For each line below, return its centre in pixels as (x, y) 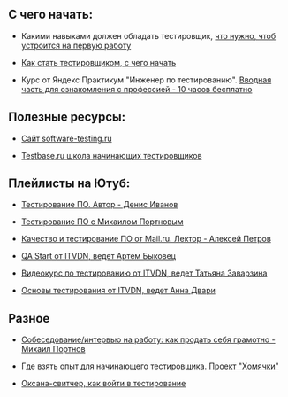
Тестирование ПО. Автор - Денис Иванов (99, 205)
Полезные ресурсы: (67, 117)
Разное (29, 318)
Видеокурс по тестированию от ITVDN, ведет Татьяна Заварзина (144, 273)
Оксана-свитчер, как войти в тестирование (103, 384)
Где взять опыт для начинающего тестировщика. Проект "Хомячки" (150, 366)
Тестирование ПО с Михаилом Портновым (102, 222)
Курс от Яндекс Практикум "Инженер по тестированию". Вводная (146, 80)
